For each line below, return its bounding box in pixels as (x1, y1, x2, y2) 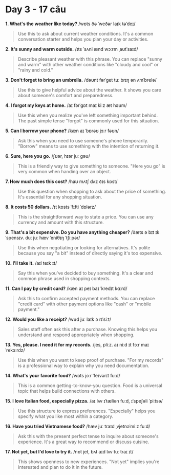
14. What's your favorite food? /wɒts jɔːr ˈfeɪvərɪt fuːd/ (5, 372, 120, 378)
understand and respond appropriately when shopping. (17, 332, 135, 338)
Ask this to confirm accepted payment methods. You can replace (17, 295, 155, 301)
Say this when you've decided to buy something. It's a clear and (17, 270, 154, 276)
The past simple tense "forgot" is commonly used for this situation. (17, 117, 159, 124)
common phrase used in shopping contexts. (17, 275, 111, 281)
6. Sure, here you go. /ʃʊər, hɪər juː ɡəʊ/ (5, 153, 91, 159)
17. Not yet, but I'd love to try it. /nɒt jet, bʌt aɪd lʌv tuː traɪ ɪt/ (5, 448, 134, 454)
